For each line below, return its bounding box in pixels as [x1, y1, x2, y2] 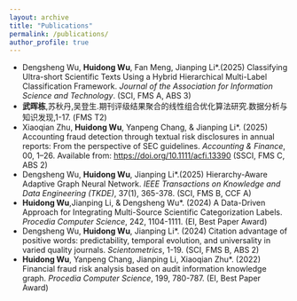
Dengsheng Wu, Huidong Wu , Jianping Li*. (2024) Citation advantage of [21, 226, 288, 236]
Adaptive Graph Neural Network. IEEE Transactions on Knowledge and [21, 178, 281, 189]
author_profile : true [9, 37, 90, 47]
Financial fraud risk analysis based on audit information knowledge [21, 264, 268, 274]
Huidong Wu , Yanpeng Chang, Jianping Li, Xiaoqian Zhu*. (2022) [21, 254, 262, 265]
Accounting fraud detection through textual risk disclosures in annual [21, 131, 275, 142]
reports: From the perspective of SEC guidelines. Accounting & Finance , [21, 141, 286, 152]
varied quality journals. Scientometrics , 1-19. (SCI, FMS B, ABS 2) [21, 245, 260, 256]
